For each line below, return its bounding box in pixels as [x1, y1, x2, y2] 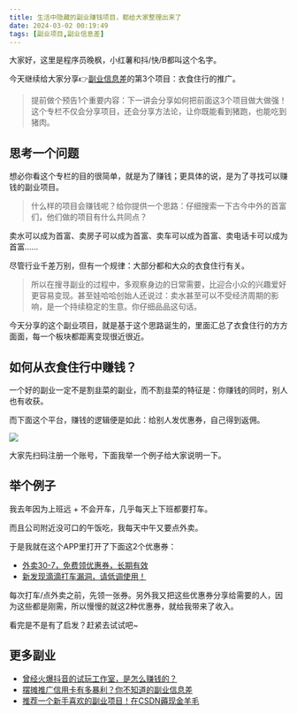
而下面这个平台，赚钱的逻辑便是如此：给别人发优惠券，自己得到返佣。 [9, 415, 265, 425]
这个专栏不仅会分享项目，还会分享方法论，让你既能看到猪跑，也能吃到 [30, 106, 287, 117]
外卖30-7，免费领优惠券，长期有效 [21, 559, 148, 571]
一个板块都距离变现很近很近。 [39, 331, 148, 342]
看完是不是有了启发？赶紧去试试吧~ [9, 619, 139, 630]
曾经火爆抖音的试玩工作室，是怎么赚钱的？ [21, 673, 178, 684]
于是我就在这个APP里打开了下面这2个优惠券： [9, 541, 177, 551]
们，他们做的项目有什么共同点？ [30, 211, 148, 222]
